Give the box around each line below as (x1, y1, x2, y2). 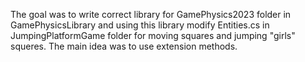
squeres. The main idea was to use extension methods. (10, 40, 238, 52)
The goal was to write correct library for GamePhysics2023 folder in (10, 9, 292, 20)
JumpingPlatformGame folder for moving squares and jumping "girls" (10, 30, 296, 41)
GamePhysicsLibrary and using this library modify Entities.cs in (10, 19, 270, 31)
